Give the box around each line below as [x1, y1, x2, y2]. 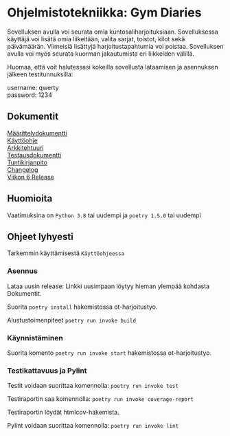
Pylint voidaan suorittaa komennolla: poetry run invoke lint [7, 422, 179, 430]
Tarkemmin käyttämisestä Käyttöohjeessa [7, 249, 125, 257]
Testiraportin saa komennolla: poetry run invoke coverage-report [7, 395, 194, 403]
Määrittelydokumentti [7, 129, 67, 137]
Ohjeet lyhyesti [7, 230, 73, 242]
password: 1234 [7, 91, 53, 99]
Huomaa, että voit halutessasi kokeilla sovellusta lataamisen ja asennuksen [7, 63, 218, 71]
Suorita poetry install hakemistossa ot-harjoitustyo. [7, 303, 158, 311]
